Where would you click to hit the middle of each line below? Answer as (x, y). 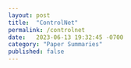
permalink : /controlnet (47, 30)
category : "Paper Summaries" (55, 45)
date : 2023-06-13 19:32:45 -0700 (66, 37)
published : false (36, 52)
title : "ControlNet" (43, 23)
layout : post (29, 15)
